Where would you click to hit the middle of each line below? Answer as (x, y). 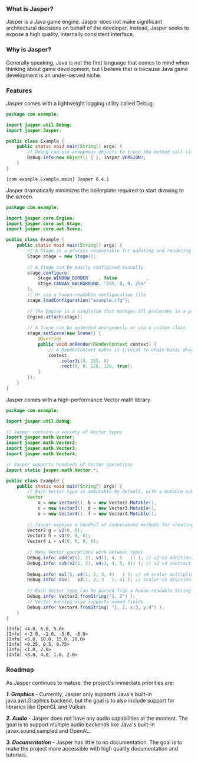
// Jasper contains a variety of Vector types (64, 432)
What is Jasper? (30, 9)
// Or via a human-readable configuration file (87, 295)
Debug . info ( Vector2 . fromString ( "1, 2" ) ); (81, 597)
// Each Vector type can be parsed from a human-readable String (109, 591)
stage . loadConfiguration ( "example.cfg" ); (79, 300)
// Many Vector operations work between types (85, 552)
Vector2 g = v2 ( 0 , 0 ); (55, 530)
